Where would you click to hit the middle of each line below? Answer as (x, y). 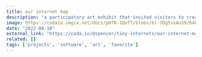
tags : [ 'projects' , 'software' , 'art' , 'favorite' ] (72, 45)
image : (14, 23)
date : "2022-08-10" (31, 28)
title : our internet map (37, 12)
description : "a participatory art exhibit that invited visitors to (95, 17)
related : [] (21, 39)
